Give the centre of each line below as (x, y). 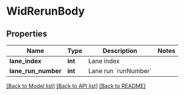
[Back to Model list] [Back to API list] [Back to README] (76, 86)
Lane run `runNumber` (120, 71)
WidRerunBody (46, 11)
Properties (27, 34)
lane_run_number (36, 71)
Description (120, 51)
